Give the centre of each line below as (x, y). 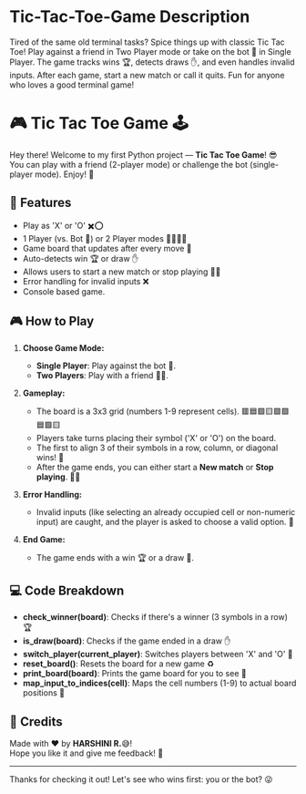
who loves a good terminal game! (72, 85)
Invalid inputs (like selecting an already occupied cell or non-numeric (166, 511)
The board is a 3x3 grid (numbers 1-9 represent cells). (138, 411)
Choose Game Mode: (63, 347)
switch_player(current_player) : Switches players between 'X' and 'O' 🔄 (158, 655)
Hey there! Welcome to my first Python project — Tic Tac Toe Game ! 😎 (143, 155)
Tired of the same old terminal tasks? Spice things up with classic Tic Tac (147, 42)
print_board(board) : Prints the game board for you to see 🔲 (135, 674)
